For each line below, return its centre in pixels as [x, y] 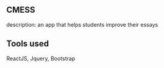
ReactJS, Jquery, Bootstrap [41, 58]
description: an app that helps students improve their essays [82, 24]
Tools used [28, 44]
